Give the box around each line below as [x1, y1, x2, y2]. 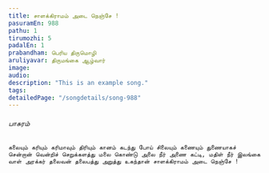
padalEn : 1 [8, 42, 45, 50]
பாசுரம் [8, 118, 30, 128]
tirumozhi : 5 [8, 34, 52, 42]
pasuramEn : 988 [8, 19, 59, 27]
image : [8, 64, 30, 72]
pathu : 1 [8, 26, 38, 34]
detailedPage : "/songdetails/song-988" [8, 94, 142, 102]
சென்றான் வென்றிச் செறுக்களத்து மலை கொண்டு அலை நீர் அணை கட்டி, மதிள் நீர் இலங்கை [8, 151, 261, 159]
